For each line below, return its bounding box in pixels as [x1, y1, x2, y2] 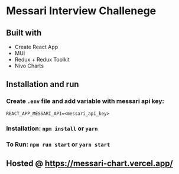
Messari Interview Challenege [6, 4, 157, 18]
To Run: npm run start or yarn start [6, 140, 110, 149]
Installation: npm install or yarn [6, 124, 98, 133]
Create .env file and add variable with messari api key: [6, 97, 164, 105]
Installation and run [6, 79, 79, 89]
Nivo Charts [14, 62, 44, 69]
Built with [6, 28, 42, 38]
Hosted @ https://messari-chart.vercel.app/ [6, 158, 173, 168]
